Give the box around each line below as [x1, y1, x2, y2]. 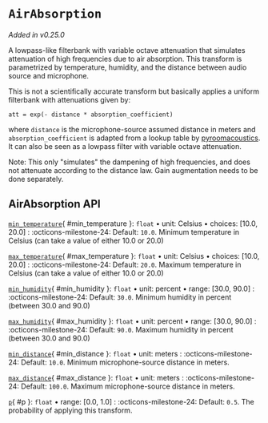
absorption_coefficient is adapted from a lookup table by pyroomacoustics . [8, 133, 261, 143]
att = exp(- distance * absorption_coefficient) [8, 111, 174, 119]
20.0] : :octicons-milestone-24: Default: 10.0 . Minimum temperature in [8, 227, 240, 236]
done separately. [8, 174, 64, 183]
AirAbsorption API [8, 197, 102, 211]
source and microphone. [8, 70, 90, 80]
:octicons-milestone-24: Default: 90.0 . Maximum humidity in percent [8, 324, 234, 334]
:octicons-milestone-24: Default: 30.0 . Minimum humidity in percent [8, 292, 232, 302]
